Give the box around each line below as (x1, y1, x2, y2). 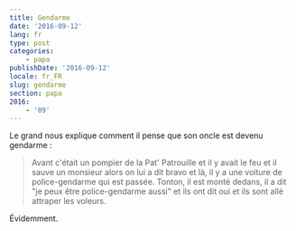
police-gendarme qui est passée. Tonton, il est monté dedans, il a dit (31, 177, 287, 188)
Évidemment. (9, 213, 59, 224)
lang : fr (9, 30, 42, 39)
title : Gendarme (9, 13, 70, 23)
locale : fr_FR (9, 72, 63, 81)
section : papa (9, 88, 63, 97)
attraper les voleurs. (31, 196, 106, 207)
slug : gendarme (9, 80, 67, 89)
